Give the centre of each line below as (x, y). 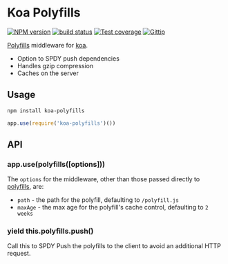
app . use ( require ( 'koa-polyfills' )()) (61, 123)
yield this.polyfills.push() (50, 231)
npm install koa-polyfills (46, 111)
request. (19, 254)
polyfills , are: (26, 187)
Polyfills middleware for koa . (48, 45)
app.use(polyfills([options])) (56, 164)
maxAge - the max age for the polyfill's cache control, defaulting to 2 (113, 207)
